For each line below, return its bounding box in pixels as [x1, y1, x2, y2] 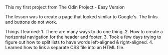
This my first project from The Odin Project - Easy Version [5, 4, 125, 10]
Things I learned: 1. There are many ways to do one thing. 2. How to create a [5, 29, 163, 34]
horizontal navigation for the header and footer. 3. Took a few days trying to [5, 34, 161, 40]
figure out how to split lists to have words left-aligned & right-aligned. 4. [5, 39, 153, 45]
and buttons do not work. [5, 19, 58, 25]
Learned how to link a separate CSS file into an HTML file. [5, 45, 125, 50]
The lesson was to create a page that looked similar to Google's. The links [5, 14, 158, 19]
